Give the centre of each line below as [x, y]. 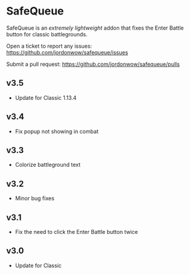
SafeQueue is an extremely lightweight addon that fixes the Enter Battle [95, 28]
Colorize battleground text [47, 165]
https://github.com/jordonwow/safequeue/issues [67, 52]
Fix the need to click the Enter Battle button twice [76, 232]
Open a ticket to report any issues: [49, 46]
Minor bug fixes [34, 198]
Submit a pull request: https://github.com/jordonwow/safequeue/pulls [93, 64]
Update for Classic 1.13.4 [46, 97]
